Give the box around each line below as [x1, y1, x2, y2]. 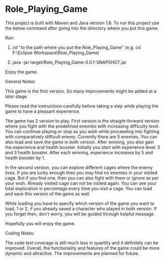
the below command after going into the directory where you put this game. [5, 25, 159, 31]
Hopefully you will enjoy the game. [5, 220, 76, 226]
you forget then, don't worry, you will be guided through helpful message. [5, 211, 156, 217]
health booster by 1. [5, 155, 45, 161]
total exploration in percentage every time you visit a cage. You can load [5, 185, 152, 192]
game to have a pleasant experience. [5, 108, 81, 114]
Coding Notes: [5, 230, 35, 236]
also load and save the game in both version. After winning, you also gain [5, 139, 154, 145]
